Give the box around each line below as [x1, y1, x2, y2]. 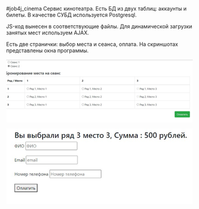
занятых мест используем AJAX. [6, 29, 89, 36]
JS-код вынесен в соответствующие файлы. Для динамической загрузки [6, 23, 192, 30]
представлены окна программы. [6, 47, 89, 54]
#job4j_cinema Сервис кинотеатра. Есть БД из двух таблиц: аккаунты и [6, 5, 187, 12]
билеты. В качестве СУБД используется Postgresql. [6, 11, 137, 18]
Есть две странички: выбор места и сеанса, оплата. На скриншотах [6, 41, 179, 47]
